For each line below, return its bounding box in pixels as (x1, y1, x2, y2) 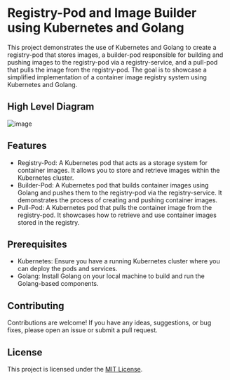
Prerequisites (7, 238, 67, 250)
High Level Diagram (7, 100, 95, 113)
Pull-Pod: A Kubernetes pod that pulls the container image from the (17, 203, 212, 211)
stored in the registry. (17, 218, 80, 226)
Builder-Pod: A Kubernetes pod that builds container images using (17, 181, 209, 189)
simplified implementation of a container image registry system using (7, 72, 207, 81)
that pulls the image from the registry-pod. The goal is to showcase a (7, 65, 207, 74)
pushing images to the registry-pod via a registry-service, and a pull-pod (7, 58, 218, 66)
